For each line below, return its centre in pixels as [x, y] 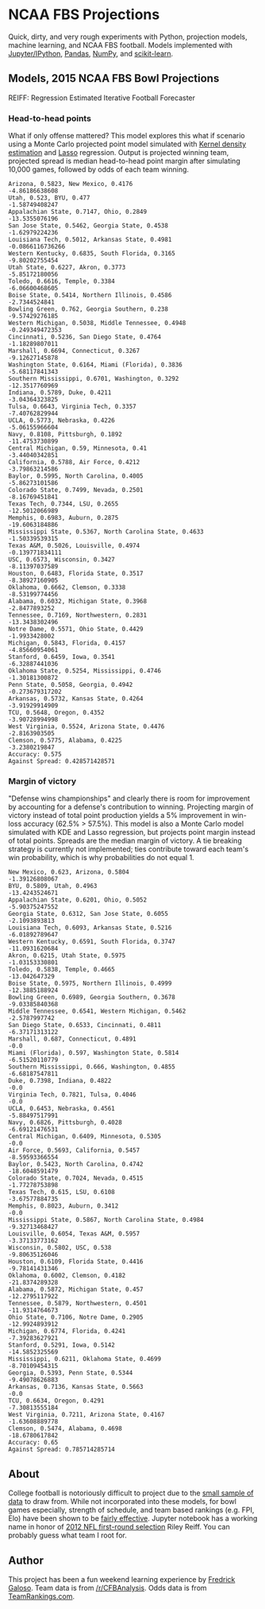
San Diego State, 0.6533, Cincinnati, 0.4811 [84, 1025]
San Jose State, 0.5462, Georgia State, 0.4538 [88, 226]
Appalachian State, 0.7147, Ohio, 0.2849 [78, 212]
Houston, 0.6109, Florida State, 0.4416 [76, 1262]
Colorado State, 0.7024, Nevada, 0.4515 [76, 1178]
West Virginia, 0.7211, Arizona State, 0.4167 [86, 1415]
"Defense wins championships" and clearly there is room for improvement [129, 799]
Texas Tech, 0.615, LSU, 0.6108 [61, 1192]
